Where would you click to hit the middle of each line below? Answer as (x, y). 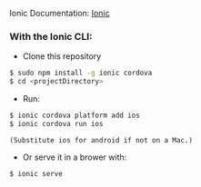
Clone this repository (62, 56)
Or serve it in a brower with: (75, 157)
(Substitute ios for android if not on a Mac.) (101, 140)
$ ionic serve (36, 173)
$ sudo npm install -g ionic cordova (81, 73)
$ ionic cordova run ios (56, 123)
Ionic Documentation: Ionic (60, 13)
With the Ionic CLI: (51, 36)
